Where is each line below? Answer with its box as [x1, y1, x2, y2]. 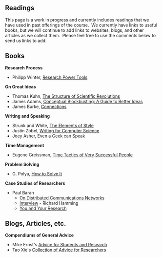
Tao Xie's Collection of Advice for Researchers [12, 247, 106, 253]
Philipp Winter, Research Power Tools [12, 74, 88, 80]
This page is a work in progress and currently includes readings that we [5, 17, 149, 22]
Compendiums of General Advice [5, 232, 74, 238]
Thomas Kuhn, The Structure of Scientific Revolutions [12, 93, 121, 99]
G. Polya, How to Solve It [12, 171, 62, 176]
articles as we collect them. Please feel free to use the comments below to [5, 32, 156, 38]
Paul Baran [12, 190, 34, 195]
